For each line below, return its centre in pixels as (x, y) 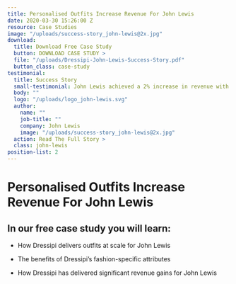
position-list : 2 (33, 152)
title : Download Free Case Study (63, 47)
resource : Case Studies (42, 27)
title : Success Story (46, 80)
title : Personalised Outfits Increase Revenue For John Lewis (101, 14)
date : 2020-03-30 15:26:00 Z (50, 21)
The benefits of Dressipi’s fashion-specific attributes (94, 259)
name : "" (33, 113)
